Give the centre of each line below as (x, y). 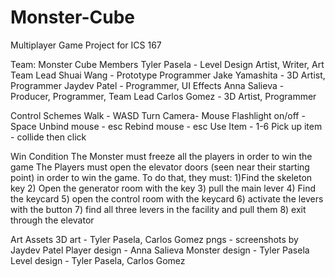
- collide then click (48, 137)
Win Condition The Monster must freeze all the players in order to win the (161, 156)
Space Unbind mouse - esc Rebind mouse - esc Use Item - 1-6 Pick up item (166, 126)
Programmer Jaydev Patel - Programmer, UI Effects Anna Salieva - (147, 85)
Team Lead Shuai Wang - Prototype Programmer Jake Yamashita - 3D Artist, (168, 75)
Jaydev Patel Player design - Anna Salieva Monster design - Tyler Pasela (160, 250)
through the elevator (52, 220)
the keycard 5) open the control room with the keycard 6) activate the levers (167, 198)
